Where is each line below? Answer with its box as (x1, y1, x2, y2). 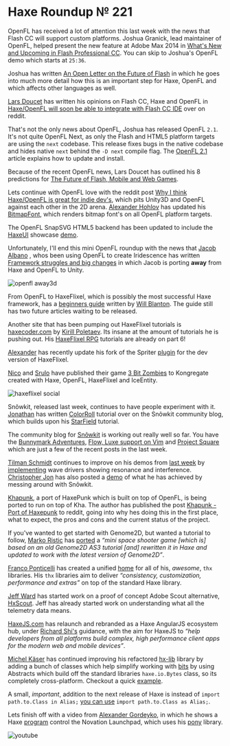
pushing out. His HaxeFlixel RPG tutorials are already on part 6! (8, 334, 186, 343)
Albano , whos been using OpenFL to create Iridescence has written (8, 251, 200, 259)
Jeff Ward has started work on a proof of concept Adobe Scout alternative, (8, 592, 220, 600)
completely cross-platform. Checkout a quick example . (8, 677, 163, 685)
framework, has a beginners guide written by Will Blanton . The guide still (8, 299, 214, 307)
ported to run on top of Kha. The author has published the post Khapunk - (8, 500, 217, 509)
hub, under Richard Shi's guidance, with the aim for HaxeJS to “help (8, 627, 200, 635)
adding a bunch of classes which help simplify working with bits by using (8, 662, 215, 670)
